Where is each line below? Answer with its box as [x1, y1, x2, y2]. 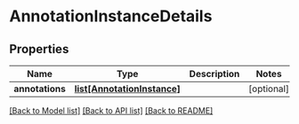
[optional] [248, 82, 289, 95]
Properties [9, 42, 69, 57]
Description [189, 68, 240, 80]
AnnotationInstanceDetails [9, 6, 213, 27]
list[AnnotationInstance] [74, 82, 181, 95]
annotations [13, 82, 67, 95]
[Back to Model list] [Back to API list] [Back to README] [9, 105, 214, 116]
